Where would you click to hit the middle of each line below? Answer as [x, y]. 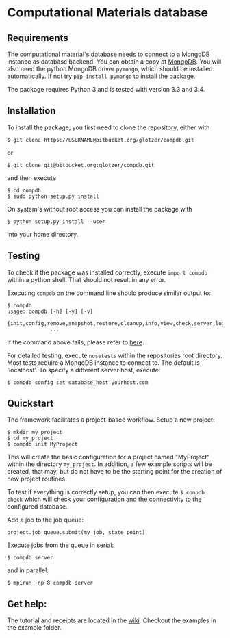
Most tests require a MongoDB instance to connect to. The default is [103, 362]
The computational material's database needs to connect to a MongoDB [108, 54]
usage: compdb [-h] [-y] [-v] [50, 311]
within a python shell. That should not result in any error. [87, 279]
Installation [31, 111]
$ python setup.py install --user [56, 221]
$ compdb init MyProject [42, 444]
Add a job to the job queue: [46, 520]
